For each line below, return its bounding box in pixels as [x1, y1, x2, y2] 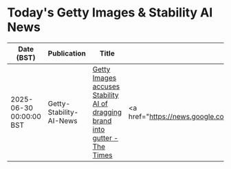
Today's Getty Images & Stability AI [7, 5, 213, 21]
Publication [47, 48, 86, 58]
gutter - [92, 133, 119, 142]
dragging [92, 107, 122, 117]
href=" [128, 111, 150, 121]
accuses [92, 81, 120, 91]
